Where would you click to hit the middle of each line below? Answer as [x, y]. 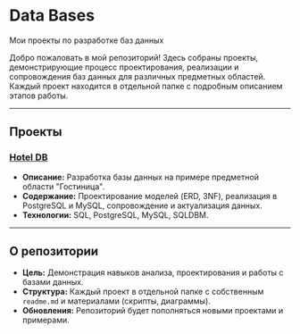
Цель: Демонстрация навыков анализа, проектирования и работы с [153, 272]
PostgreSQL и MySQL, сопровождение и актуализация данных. [142, 205]
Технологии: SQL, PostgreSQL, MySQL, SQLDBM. [115, 214]
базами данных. [53, 282]
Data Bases [52, 16]
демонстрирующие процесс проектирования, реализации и [124, 67]
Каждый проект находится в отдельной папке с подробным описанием [146, 86]
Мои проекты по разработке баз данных [87, 40]
